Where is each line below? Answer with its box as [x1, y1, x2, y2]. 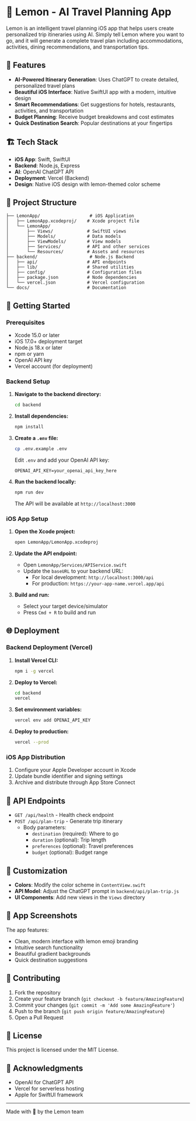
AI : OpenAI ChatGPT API [14, 168, 74, 175]
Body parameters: [23, 824, 67, 831]
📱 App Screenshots [6, 911, 78, 921]
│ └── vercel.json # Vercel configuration [6, 280, 145, 286]
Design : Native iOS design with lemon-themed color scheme [14, 180, 160, 188]
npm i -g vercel [14, 668, 54, 674]
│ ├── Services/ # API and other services [6, 244, 150, 250]
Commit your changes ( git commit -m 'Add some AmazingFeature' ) [14, 1001, 175, 1008]
